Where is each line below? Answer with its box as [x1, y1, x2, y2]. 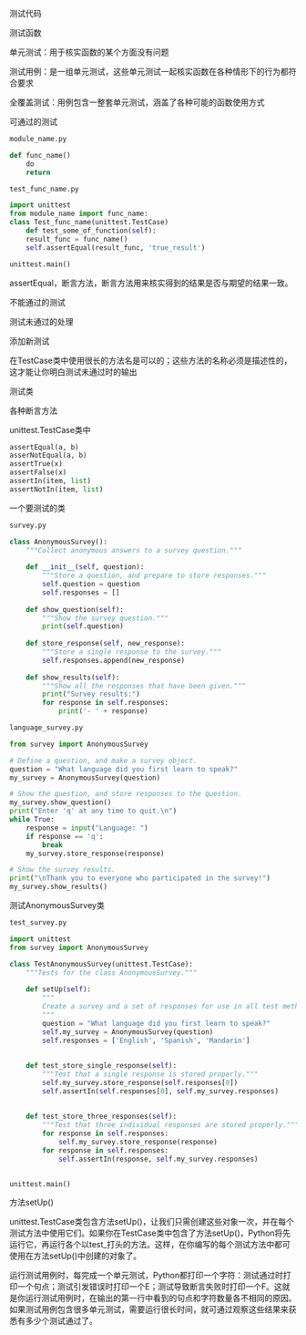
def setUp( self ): [25, 985, 92, 994]
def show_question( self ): [25, 605, 125, 614]
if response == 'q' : [25, 832, 104, 841]
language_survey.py [9, 723, 84, 732]
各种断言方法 [9, 405, 57, 416]
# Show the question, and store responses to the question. [9, 790, 243, 799]
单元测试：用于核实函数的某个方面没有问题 [9, 47, 169, 57]
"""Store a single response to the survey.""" [42, 647, 222, 657]
